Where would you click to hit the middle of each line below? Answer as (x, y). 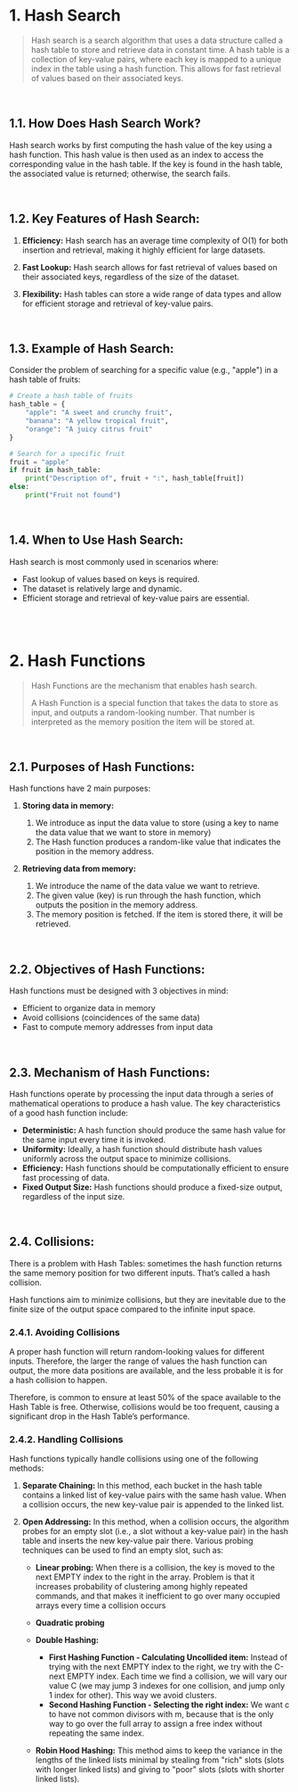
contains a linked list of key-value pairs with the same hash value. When (154, 1495)
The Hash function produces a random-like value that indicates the (158, 842)
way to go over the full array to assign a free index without (155, 1724)
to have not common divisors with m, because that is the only (161, 1714)
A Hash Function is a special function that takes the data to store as (154, 702)
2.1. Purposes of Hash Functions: (102, 767)
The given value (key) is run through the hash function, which (148, 896)
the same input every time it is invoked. (94, 1140)
